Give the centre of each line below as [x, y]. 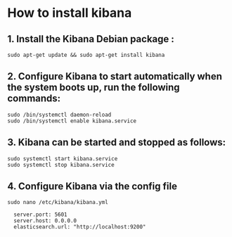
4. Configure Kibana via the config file [92, 187]
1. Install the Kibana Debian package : [91, 39]
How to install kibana [70, 13]
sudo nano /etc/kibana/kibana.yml [58, 203]
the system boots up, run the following [94, 88]
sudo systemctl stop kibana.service [61, 165]
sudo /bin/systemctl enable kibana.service [72, 121]
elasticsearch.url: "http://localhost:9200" [80, 227]
